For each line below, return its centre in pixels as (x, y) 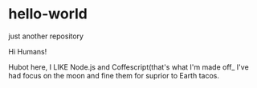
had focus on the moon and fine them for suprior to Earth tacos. (114, 75)
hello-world (48, 14)
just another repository (46, 36)
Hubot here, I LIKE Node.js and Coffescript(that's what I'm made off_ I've (128, 67)
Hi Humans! (28, 51)
